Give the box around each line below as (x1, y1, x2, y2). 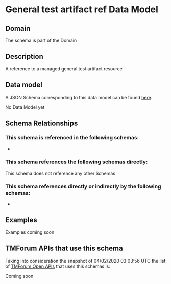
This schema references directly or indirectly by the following (5, 183, 162, 190)
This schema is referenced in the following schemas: (5, 134, 139, 141)
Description (5, 52, 43, 61)
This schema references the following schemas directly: (5, 158, 148, 165)
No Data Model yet (5, 104, 45, 110)
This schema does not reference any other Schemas (5, 170, 116, 176)
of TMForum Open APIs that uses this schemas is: (5, 263, 111, 269)
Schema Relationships (5, 119, 78, 128)
